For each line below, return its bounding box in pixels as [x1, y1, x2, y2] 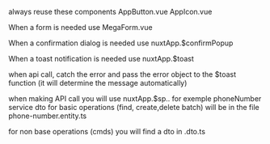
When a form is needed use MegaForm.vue [8, 23, 153, 32]
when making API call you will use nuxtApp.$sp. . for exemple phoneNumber [8, 94, 262, 104]
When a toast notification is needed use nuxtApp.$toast [8, 54, 194, 63]
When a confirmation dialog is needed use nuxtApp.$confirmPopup [8, 38, 234, 48]
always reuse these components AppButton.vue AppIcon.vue [8, 7, 213, 16]
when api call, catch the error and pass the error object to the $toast [8, 70, 237, 79]
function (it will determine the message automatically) [8, 78, 188, 87]
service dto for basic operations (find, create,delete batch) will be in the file [8, 103, 260, 112]
